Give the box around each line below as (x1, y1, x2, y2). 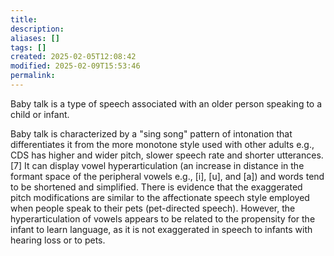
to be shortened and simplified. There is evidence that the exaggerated (10, 181, 303, 193)
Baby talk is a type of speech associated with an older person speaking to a (10, 97, 323, 110)
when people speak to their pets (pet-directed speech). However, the (10, 202, 296, 214)
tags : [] (10, 42, 47, 53)
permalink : (10, 71, 56, 81)
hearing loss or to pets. (10, 234, 106, 246)
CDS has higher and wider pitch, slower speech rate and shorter (10, 149, 275, 161)
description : (10, 24, 65, 34)
